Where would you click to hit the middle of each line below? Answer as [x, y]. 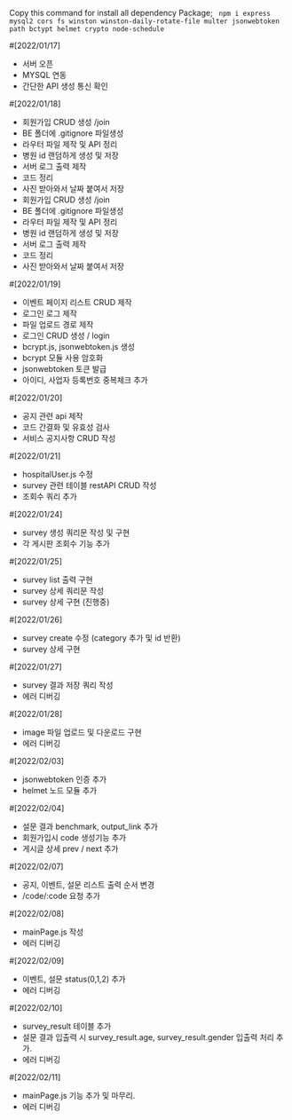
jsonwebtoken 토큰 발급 [64, 369]
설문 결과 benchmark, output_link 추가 [90, 826]
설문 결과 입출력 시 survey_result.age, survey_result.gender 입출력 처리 [148, 1037]
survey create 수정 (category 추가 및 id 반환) [101, 638]
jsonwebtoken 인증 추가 [64, 779]
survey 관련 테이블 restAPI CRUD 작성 [89, 485]
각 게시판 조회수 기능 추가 [66, 544]
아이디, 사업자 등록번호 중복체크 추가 [85, 380]
